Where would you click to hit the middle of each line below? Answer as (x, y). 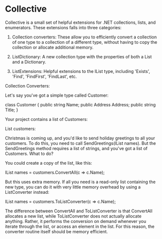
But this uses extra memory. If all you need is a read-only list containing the (81, 182)
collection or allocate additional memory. (53, 47)
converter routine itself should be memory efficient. (57, 231)
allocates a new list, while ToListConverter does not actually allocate (73, 216)
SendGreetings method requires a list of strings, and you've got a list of (76, 148)
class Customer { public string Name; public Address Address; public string (81, 104)
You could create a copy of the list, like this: (49, 163)
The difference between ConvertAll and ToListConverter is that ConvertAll (79, 211)
